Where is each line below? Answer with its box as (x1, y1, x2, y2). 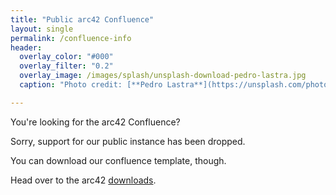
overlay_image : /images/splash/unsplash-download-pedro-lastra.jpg (19, 71, 307, 81)
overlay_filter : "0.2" (19, 61, 114, 71)
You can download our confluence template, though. (10, 154, 227, 166)
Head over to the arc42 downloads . (10, 174, 157, 186)
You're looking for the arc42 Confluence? (10, 116, 181, 128)
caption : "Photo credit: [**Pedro (19, 80, 163, 90)
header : (10, 42, 43, 53)
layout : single (10, 24, 74, 34)
